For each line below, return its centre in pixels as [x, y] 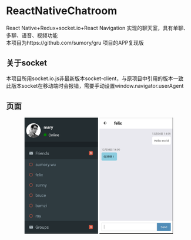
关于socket [26, 63]
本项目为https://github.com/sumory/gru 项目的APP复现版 [75, 42]
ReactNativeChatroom [62, 11]
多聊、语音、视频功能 [32, 35]
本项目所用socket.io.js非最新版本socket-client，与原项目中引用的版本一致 [95, 78]
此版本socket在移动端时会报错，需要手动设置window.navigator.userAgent [95, 86]
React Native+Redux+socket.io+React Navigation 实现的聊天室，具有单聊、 [98, 28]
